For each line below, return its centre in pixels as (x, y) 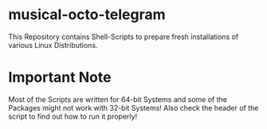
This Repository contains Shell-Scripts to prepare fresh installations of (124, 37)
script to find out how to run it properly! (73, 116)
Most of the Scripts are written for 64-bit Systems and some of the (118, 99)
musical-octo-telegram (87, 15)
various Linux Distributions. (53, 45)
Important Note (60, 78)
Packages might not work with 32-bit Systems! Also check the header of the (133, 107)
